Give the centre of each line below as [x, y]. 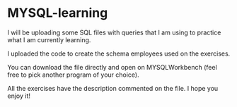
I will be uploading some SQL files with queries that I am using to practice [114, 32]
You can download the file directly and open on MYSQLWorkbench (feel [112, 67]
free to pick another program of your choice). [73, 75]
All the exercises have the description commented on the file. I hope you [113, 88]
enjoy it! [19, 96]
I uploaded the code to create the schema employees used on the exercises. [119, 53]
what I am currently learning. [49, 39]
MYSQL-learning [58, 13]
